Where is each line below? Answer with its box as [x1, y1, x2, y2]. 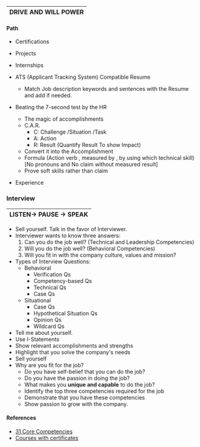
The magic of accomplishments [24, 115, 104, 123]
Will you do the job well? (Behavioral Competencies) [24, 245, 155, 252]
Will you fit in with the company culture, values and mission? [24, 251, 177, 259]
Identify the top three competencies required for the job [24, 387, 165, 395]
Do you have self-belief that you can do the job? [24, 368, 145, 375]
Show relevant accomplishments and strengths [15, 342, 134, 349]
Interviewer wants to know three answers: [15, 232, 121, 239]
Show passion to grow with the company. [24, 400, 128, 407]
